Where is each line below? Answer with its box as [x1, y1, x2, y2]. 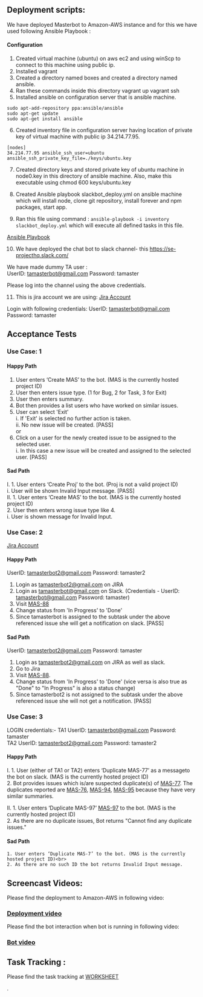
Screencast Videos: [7, 878, 83, 888]
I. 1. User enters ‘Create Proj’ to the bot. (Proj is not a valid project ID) [7, 481, 178, 488]
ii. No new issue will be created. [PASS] [15, 421, 114, 428]
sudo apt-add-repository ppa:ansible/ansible [7, 106, 123, 112]
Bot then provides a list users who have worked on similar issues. [15, 402, 179, 409]
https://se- [149, 245, 176, 252]
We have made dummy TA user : [7, 263, 88, 271]
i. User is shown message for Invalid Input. [7, 513, 113, 520]
